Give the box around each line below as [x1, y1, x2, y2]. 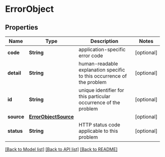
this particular [78, 93, 110, 100]
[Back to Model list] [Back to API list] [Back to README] [5, 147, 118, 152]
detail [7, 70, 21, 76]
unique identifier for [78, 87, 124, 93]
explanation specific [78, 67, 125, 73]
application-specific [78, 46, 126, 53]
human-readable [78, 60, 118, 67]
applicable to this [78, 127, 118, 134]
